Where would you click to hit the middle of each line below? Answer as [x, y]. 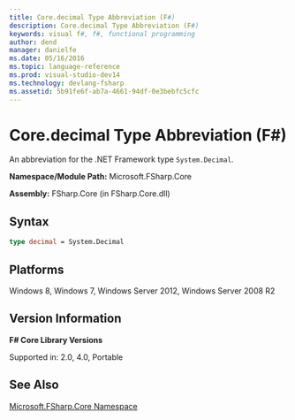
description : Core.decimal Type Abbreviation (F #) [104, 26]
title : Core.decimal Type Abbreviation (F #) [92, 17]
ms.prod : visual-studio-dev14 [65, 75]
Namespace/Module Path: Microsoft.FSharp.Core [101, 177]
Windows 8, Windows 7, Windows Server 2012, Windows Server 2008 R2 [142, 290]
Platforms [37, 269]
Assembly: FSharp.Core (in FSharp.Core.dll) [90, 194]
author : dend [33, 42]
